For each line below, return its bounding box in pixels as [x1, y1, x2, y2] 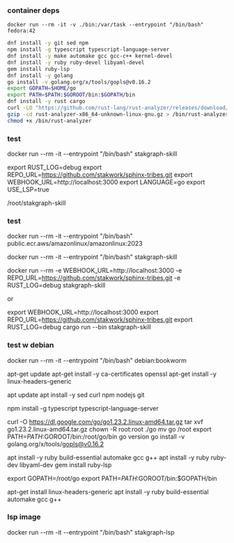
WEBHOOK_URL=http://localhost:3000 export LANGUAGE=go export [7, 178, 205, 186]
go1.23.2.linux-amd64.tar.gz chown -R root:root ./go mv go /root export [7, 425, 212, 433]
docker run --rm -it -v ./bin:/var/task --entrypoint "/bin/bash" [7, 22, 204, 29]
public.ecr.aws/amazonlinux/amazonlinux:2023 [7, 239, 143, 248]
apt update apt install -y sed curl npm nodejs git [7, 391, 145, 399]
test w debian [7, 340, 54, 350]
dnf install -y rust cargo [7, 98, 86, 105]
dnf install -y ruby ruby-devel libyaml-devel [7, 58, 145, 66]
